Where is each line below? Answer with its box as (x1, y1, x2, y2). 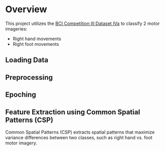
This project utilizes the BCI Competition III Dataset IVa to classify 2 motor (5, 20, 160, 26)
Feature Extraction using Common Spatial (5, 108, 141, 116)
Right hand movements (12, 36, 62, 42)
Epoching (5, 90, 37, 99)
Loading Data (5, 56, 48, 65)
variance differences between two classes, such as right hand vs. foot (5, 134, 153, 140)
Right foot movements (12, 41, 60, 47)
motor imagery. (5, 140, 37, 146)
